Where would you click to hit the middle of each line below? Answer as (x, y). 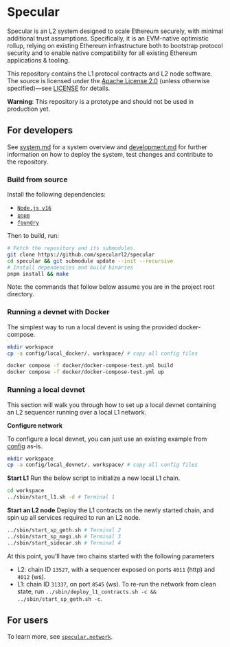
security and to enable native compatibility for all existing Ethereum (102, 53)
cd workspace (26, 491)
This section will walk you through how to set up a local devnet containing (112, 405)
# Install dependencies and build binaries (70, 267)
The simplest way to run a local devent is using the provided (92, 327)
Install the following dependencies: (57, 195)
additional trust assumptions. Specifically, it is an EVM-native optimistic (108, 38)
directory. (21, 294)
